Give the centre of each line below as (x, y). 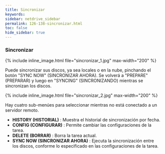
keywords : (15, 14)
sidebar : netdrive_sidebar (33, 19)
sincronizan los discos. (28, 86)
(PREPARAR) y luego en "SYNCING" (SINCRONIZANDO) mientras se (74, 81)
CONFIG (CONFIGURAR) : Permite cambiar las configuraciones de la (82, 125)
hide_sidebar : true (25, 33)
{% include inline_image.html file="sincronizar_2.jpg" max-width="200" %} (82, 96)
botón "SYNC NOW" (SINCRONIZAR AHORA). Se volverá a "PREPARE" (77, 76)
